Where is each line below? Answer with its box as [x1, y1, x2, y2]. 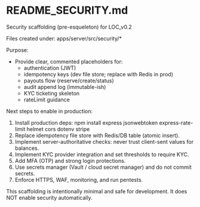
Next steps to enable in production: [6, 107, 93, 115]
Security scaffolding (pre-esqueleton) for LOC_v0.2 [6, 23, 133, 30]
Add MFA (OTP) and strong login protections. [14, 157, 126, 164]
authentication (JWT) [23, 64, 76, 72]
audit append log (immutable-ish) [23, 83, 106, 90]
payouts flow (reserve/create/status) [23, 77, 115, 84]
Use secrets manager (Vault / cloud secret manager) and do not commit [14, 163, 192, 171]
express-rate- [159, 119, 193, 126]
